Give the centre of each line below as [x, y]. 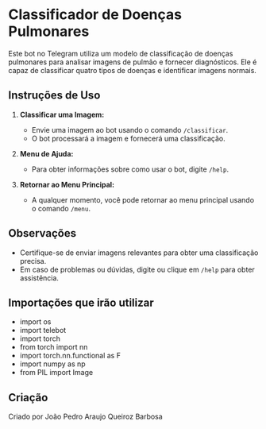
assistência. [39, 278]
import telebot [43, 330]
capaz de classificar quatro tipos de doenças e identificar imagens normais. [132, 70]
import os [35, 322]
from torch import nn [54, 347]
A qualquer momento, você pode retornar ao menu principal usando [143, 199]
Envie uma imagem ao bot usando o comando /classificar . [130, 129]
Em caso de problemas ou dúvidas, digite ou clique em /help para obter [137, 269]
